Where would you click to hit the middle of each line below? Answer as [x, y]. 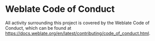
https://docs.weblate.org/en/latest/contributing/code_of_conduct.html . [78, 33]
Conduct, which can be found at [38, 28]
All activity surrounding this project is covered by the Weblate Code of [77, 23]
